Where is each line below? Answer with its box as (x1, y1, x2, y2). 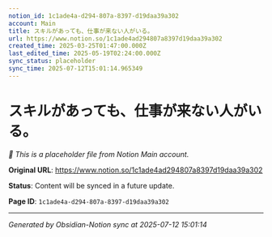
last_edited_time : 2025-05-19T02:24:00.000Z (8, 49, 161, 57)
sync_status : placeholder (8, 57, 96, 66)
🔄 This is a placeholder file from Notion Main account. (8, 149, 189, 159)
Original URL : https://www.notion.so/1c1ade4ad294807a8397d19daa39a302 (8, 165, 263, 175)
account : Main (8, 19, 57, 28)
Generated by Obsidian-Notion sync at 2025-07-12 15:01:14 (8, 219, 208, 229)
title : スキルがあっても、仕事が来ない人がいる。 (8, 27, 154, 35)
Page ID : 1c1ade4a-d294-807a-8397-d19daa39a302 (8, 196, 170, 206)
